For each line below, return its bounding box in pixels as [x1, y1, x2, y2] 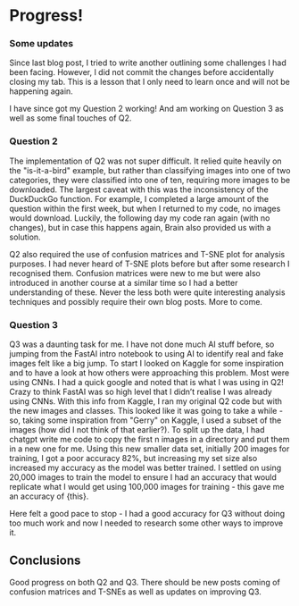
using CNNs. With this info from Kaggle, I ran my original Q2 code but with [9, 396, 283, 407]
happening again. [9, 86, 73, 97]
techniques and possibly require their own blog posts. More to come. [9, 296, 263, 307]
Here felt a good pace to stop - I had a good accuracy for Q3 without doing [9, 509, 286, 519]
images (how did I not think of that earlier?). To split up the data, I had [9, 425, 265, 435]
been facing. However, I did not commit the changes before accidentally [9, 67, 275, 78]
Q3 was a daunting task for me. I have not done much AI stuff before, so [9, 339, 275, 349]
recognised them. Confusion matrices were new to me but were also [9, 267, 262, 278]
